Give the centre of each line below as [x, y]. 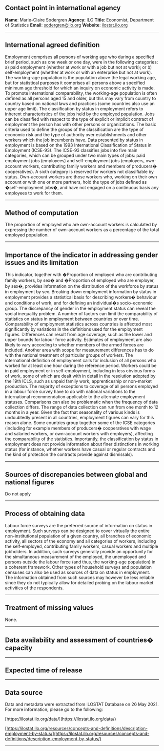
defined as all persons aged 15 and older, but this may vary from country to [81, 98]
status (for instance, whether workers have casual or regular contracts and [80, 450]
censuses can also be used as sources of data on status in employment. [78, 572]
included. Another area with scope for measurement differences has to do [79, 350]
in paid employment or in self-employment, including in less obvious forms [80, 371]
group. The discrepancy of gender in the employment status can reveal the [81, 309]
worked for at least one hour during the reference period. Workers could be [81, 365]
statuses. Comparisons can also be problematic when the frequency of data [82, 402]
